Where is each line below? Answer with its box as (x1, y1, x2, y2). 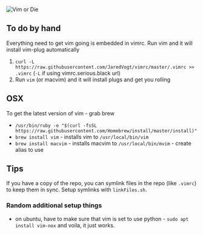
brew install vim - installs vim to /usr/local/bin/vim (15, 133, 149, 140)
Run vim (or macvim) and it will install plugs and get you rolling (15, 76, 171, 83)
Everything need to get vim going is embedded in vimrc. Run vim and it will (6, 39, 193, 47)
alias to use (15, 146, 44, 153)
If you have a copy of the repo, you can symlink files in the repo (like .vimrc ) (6, 180, 197, 187)
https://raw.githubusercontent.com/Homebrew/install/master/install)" (15, 128, 198, 134)
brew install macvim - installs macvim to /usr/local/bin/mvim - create (15, 140, 192, 147)
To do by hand (6, 23, 61, 33)
